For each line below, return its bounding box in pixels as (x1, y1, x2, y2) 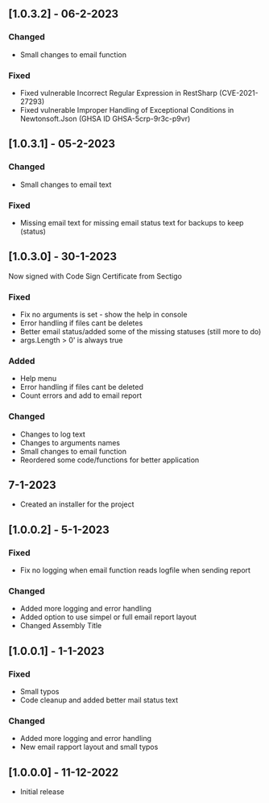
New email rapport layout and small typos (19, 742, 159, 752)
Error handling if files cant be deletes (19, 318, 143, 328)
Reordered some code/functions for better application (19, 455, 200, 465)
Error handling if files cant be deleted (19, 383, 143, 392)
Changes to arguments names (19, 437, 121, 447)
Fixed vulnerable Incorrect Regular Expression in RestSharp (19, 88, 217, 97)
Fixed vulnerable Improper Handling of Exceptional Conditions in (19, 105, 234, 114)
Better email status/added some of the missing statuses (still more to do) (19, 327, 262, 337)
